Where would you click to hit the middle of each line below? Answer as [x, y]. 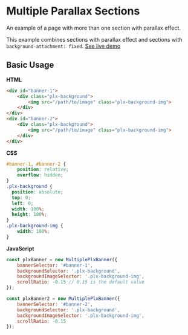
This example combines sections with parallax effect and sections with [94, 39]
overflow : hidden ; [40, 175]
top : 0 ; [21, 198]
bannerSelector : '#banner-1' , [55, 265]
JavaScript [20, 249]
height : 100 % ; [29, 215]
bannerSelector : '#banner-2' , [55, 304]
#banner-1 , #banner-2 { [36, 164]
